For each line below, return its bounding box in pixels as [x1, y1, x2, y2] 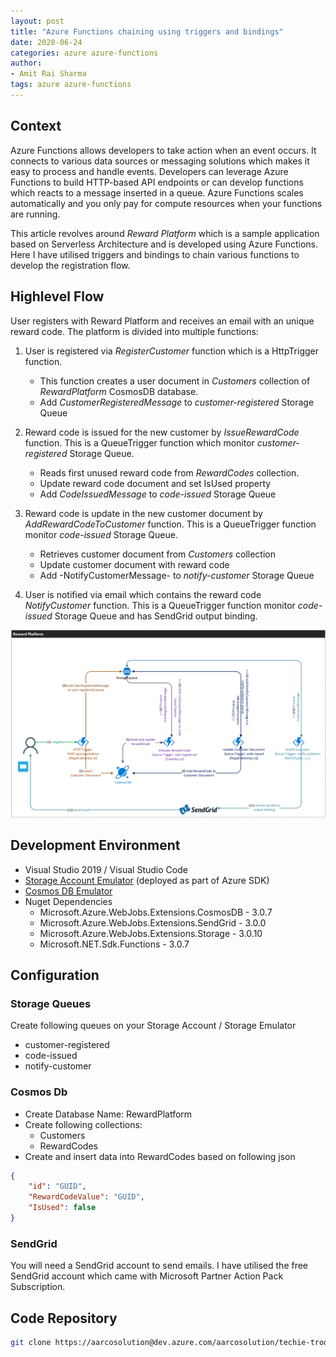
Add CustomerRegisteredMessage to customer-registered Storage [39, 396, 315, 408]
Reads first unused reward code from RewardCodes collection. [39, 466, 300, 479]
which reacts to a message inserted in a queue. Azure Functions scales [10, 186, 304, 199]
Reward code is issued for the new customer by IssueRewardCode [24, 426, 300, 438]
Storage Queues [10, 996, 92, 1010]
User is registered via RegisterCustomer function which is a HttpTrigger [24, 345, 320, 357]
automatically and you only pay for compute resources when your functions [10, 197, 323, 209]
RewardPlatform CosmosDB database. [39, 385, 199, 397]
